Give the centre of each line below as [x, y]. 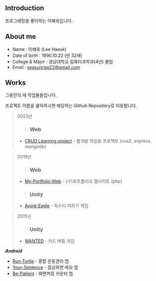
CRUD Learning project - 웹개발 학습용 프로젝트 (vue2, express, [88, 141]
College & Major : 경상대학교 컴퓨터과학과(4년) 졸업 [62, 61]
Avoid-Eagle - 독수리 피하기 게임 [56, 206]
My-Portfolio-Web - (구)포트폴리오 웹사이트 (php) [73, 181]
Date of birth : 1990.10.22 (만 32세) [47, 55]
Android [14, 251]
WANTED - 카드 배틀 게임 [50, 241]
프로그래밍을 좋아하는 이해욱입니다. [39, 21]
